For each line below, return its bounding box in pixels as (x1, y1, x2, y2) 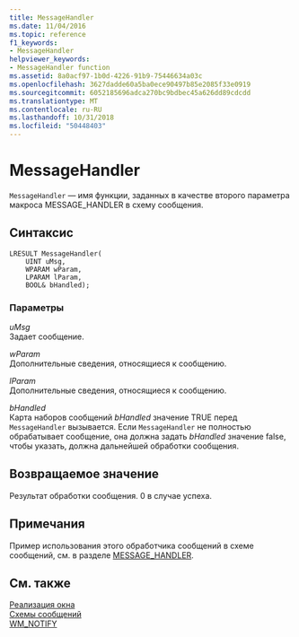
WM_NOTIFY (9, 618, 57, 629)
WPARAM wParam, (25, 265, 83, 274)
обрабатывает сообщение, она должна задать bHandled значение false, (9, 432, 286, 442)
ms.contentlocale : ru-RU (9, 105, 102, 114)
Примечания (9, 517, 85, 532)
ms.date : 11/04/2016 (9, 22, 87, 31)
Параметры (9, 301, 65, 314)
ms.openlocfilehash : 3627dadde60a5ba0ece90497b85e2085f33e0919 (9, 80, 251, 89)
